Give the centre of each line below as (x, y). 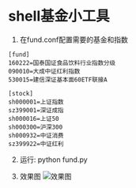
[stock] (21, 93)
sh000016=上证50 (34, 118)
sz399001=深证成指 (36, 110)
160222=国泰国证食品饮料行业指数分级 (62, 63)
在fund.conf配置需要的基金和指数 (74, 39)
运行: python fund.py (54, 160)
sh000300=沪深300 (36, 127)
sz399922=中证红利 (36, 144)
